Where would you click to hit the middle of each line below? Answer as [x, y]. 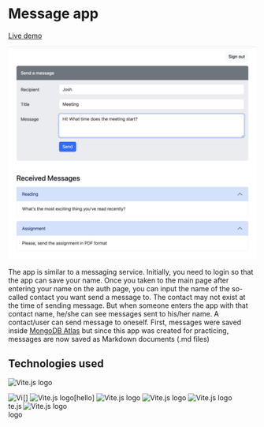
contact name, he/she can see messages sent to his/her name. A [113, 313]
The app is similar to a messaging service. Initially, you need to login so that [131, 272]
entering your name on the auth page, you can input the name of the [119, 288]
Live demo [25, 36]
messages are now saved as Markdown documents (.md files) [109, 339]
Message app [53, 14]
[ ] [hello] [59, 398]
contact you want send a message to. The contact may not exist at [138, 297]
